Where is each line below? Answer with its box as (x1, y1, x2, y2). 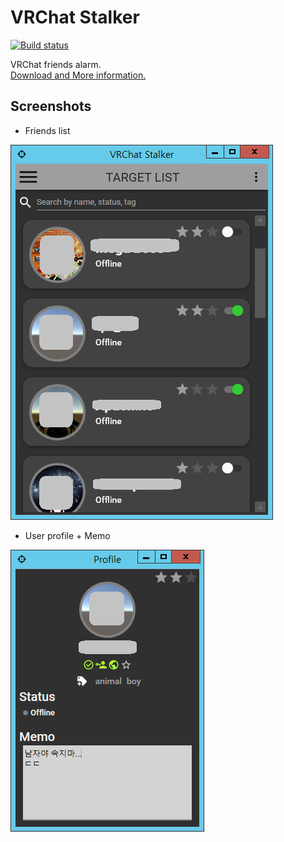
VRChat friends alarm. (10, 58, 102, 70)
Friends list (24, 124, 71, 136)
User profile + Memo (24, 529, 111, 541)
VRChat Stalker (10, 6, 140, 29)
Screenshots (10, 98, 92, 115)
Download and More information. (10, 69, 147, 81)
